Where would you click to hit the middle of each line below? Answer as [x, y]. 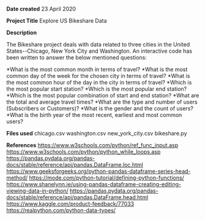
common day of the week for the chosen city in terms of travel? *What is [98, 76]
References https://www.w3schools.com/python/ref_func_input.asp [92, 145]
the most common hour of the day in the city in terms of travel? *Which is [99, 82]
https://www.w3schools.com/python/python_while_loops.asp [84, 152]
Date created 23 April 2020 [41, 9]
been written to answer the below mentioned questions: [76, 57]
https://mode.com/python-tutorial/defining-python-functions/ [107, 178]
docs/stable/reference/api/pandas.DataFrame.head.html [77, 197]
